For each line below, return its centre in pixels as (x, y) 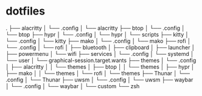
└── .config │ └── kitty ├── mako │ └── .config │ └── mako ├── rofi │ (98, 41)
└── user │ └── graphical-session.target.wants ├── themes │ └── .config (101, 60)
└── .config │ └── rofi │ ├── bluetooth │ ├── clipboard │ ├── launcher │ (100, 47)
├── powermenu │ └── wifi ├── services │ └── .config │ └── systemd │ (100, 53)
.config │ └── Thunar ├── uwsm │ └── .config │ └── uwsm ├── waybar (99, 80)
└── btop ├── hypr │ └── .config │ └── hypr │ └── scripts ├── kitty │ (97, 34)
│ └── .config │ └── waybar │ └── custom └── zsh (73, 86)
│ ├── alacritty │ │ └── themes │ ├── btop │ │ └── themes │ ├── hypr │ (100, 67)
